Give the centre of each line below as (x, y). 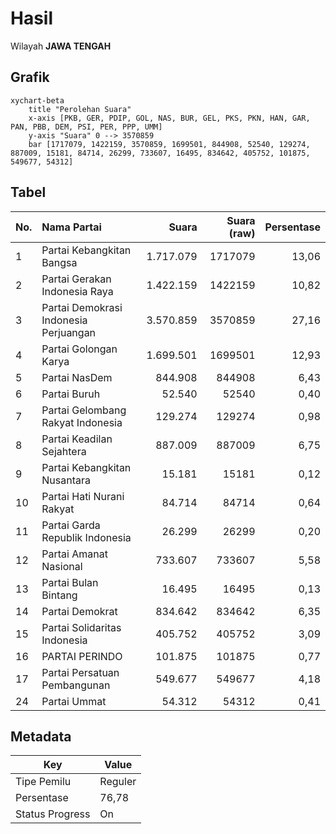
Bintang (59, 595)
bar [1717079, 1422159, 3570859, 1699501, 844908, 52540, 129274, (169, 144)
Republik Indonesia (86, 537)
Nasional (62, 566)
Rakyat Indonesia (82, 422)
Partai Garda (71, 525)
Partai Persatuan (80, 672)
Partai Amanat (74, 554)
